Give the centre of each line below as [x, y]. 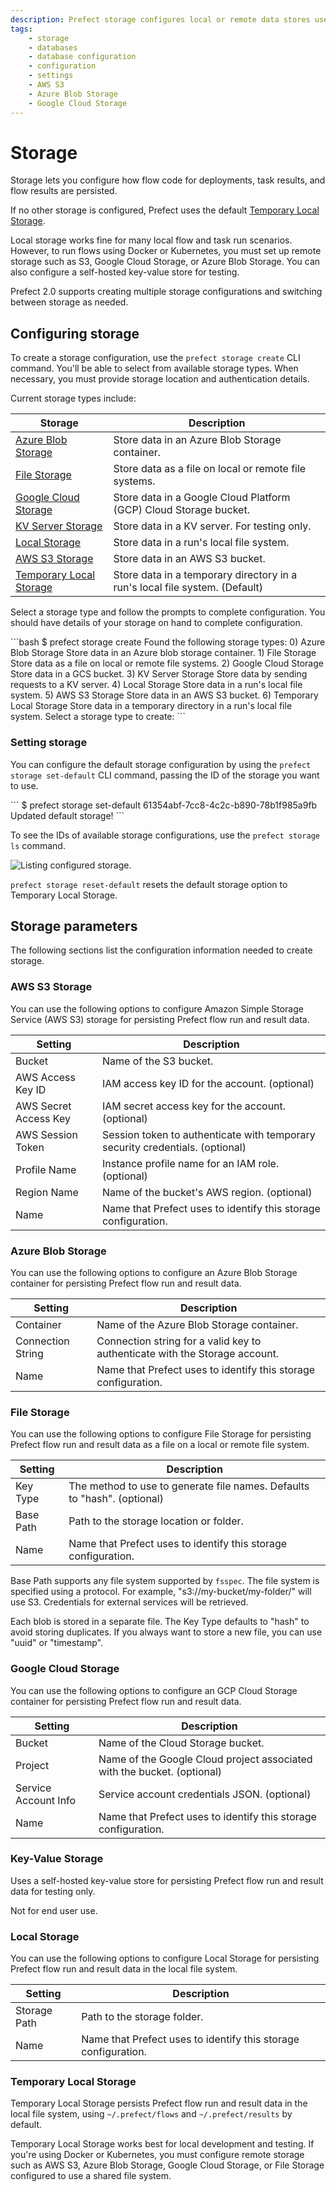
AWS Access [45, 1077]
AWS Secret [43, 1106]
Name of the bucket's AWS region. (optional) [207, 1192]
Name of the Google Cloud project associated [205, 1759]
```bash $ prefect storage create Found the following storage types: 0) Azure [168, 642]
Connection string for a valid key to [179, 1341]
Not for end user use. [54, 1910]
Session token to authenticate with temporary [208, 1134]
